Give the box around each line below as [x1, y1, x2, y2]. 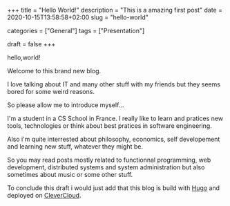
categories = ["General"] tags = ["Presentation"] [7, 27, 145, 35]
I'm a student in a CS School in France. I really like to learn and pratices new [7, 114, 223, 122]
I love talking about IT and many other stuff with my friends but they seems [7, 80, 221, 88]
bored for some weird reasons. [7, 88, 95, 95]
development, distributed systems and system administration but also [7, 163, 205, 171]
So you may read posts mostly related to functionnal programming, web [7, 156, 211, 164]
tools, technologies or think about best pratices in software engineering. [7, 122, 212, 130]
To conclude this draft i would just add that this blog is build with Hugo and [7, 184, 220, 192]
